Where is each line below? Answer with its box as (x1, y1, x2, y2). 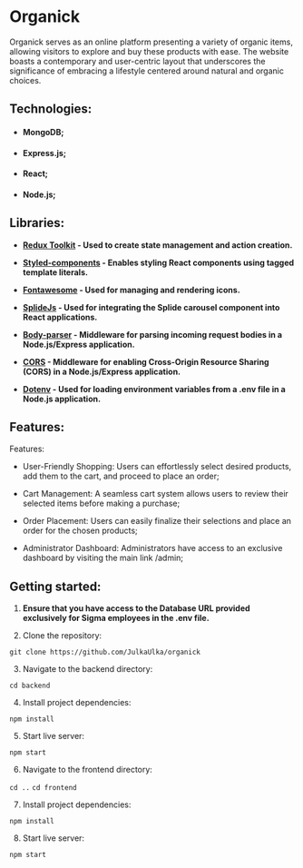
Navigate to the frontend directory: (22, 764, 152, 775)
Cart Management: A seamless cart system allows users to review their (22, 488, 288, 499)
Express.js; (22, 147, 66, 158)
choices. (9, 74, 42, 85)
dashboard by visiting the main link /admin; (22, 552, 184, 564)
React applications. (22, 311, 98, 322)
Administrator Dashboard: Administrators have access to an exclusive (22, 543, 283, 554)
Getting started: (9, 578, 102, 594)
